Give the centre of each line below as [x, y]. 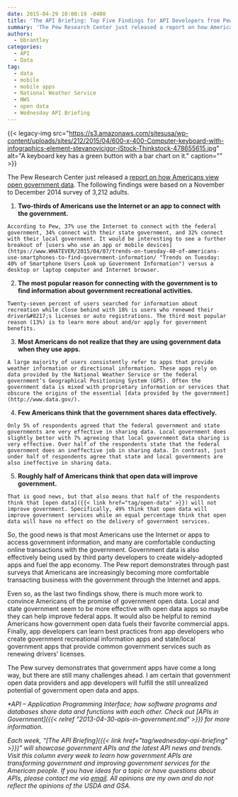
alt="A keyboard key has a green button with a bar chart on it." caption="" [115, 155]
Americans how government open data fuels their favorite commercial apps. [118, 623]
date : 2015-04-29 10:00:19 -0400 [57, 14]
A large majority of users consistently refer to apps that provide [110, 362]
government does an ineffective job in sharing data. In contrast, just [117, 450]
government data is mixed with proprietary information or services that [119, 387]
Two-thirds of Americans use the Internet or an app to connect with [119, 206]
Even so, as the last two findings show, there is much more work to [105, 593]
